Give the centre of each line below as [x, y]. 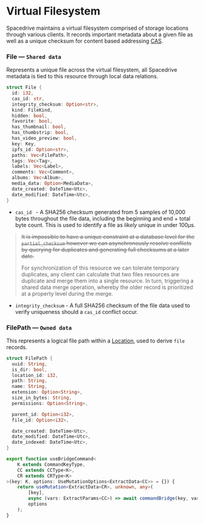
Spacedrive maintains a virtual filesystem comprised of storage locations [97, 28]
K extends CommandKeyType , [51, 464]
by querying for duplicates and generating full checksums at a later [105, 250]
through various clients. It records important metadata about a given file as [100, 34]
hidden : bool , [29, 116]
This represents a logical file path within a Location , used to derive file [96, 341]
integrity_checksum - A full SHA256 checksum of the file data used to [102, 305]
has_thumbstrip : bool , [40, 133]
